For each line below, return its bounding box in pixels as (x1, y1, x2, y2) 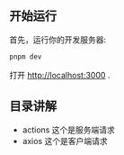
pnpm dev (9, 52, 42, 61)
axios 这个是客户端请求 (22, 135, 108, 146)
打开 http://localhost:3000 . (9, 69, 111, 80)
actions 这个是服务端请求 (22, 124, 115, 135)
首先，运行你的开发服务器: (9, 34, 107, 45)
